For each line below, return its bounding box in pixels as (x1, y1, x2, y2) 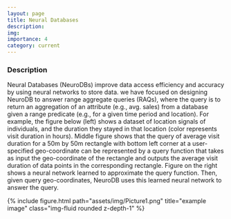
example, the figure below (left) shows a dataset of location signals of (7, 117, 206, 126)
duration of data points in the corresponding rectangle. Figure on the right (7, 162, 218, 170)
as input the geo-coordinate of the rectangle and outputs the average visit (7, 154, 219, 162)
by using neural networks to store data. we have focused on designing (7, 88, 208, 97)
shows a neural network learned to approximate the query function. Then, (7, 169, 218, 177)
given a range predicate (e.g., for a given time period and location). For (7, 110, 210, 118)
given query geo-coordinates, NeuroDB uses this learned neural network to (7, 176, 222, 184)
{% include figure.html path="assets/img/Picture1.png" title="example (7, 197, 206, 205)
